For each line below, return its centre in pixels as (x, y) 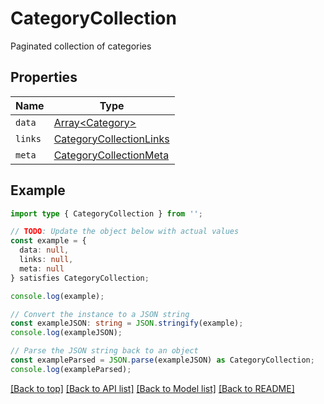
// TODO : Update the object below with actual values (125, 232)
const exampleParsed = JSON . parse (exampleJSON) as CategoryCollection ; (162, 360)
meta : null (42, 268)
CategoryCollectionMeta (111, 155)
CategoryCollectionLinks (111, 139)
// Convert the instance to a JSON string (100, 314)
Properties (44, 77)
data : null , (44, 250)
